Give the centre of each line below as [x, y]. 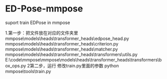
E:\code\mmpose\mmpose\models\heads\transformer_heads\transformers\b [83, 59]
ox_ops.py [16, 65]
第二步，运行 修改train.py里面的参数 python [74, 65]
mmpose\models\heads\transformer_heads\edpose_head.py [67, 38]
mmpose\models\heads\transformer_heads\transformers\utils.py [72, 54]
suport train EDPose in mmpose [38, 22]
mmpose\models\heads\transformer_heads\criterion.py [62, 43]
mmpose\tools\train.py [28, 71]
